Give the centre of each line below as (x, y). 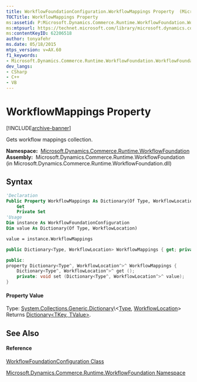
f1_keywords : (22, 55)
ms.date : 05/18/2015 (31, 45)
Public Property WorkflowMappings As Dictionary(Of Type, (78, 201)
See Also (23, 333)
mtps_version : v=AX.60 (34, 50)
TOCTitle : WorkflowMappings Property (52, 17)
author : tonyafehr (28, 39)
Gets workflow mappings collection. (50, 139)
